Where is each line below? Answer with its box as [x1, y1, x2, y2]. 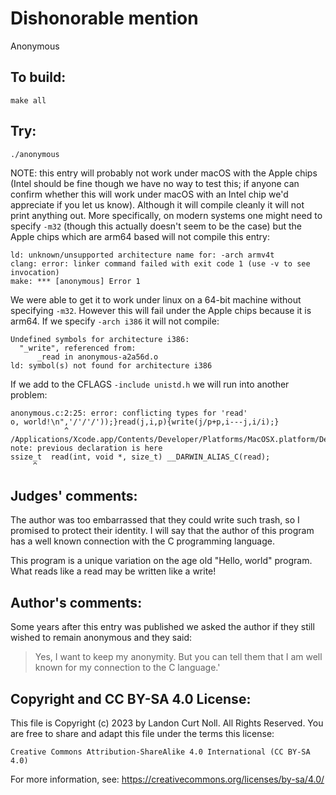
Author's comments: [10, 594, 143, 611]
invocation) [10, 267, 60, 277]
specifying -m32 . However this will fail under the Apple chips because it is [10, 304, 312, 316]
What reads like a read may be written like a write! [10, 565, 217, 577]
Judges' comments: [10, 487, 138, 504]
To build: [10, 69, 67, 86]
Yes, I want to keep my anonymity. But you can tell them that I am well [34, 651, 323, 663]
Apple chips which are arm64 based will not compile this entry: [10, 230, 270, 242]
